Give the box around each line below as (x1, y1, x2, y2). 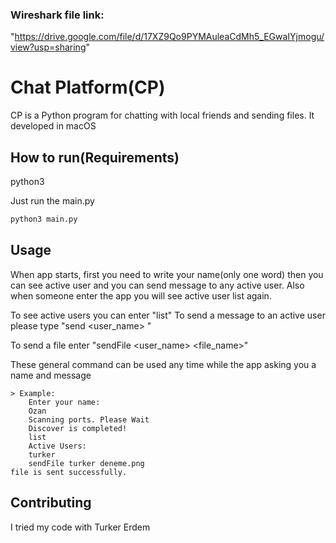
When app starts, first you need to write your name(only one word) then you (10, 268, 324, 280)
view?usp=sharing (10, 41, 87, 53)
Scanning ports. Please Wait (28, 414, 150, 425)
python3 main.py (10, 214, 78, 225)
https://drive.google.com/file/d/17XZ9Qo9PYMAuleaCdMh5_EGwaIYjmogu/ (14, 31, 325, 43)
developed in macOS (10, 120, 97, 132)
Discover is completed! (28, 423, 128, 433)
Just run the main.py (10, 195, 95, 207)
